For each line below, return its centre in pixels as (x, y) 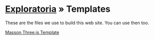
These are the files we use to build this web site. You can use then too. (77, 23)
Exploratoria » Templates (58, 9)
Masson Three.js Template (32, 32)
